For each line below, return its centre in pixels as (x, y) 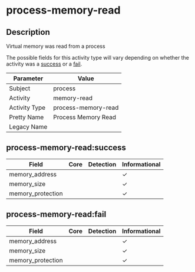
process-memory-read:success (66, 148)
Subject (20, 88)
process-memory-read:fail (56, 214)
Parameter (28, 78)
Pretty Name (27, 117)
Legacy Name (28, 127)
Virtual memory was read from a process (56, 46)
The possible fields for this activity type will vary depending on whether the (98, 58)
